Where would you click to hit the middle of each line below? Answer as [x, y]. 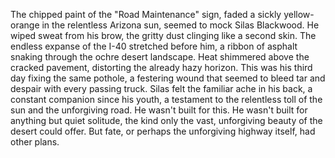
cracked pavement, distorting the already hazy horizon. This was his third [161, 67]
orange [25, 25]
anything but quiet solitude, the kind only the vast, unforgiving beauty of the [166, 120]
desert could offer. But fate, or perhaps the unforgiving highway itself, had [163, 131]
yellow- [299, 14]
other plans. [35, 142]
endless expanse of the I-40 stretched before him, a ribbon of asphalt [154, 46]
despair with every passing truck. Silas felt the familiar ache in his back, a [161, 88]
